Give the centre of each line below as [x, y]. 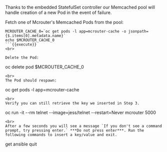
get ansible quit [21, 144]
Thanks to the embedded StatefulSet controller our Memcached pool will [80, 7]
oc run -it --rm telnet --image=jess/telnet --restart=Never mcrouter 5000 [80, 112]
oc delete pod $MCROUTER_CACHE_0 [44, 67]
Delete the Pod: [22, 57]
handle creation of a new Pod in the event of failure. [58, 12]
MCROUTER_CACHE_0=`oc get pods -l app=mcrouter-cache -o [66, 31]
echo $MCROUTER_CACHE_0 [30, 40]
